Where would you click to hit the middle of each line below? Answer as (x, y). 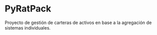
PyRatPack (28, 9)
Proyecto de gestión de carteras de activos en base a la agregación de (78, 22)
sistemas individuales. (28, 27)
